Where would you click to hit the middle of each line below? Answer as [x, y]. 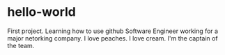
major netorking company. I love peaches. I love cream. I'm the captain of [113, 38]
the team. [21, 45]
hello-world [42, 12]
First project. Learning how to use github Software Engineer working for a [113, 31]
